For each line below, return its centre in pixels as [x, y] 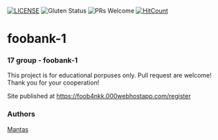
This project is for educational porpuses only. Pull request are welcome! [110, 76]
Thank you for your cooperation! [53, 82]
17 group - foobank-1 [43, 60]
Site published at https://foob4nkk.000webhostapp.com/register [99, 96]
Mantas [18, 129]
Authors [21, 114]
